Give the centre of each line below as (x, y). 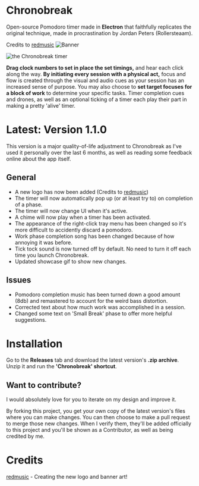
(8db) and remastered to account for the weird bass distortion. (91, 300)
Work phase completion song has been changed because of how (94, 236)
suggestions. (31, 319)
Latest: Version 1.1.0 (56, 130)
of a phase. (29, 204)
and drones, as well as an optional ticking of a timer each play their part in (97, 99)
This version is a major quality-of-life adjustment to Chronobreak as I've (94, 146)
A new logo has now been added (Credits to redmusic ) (81, 192)
